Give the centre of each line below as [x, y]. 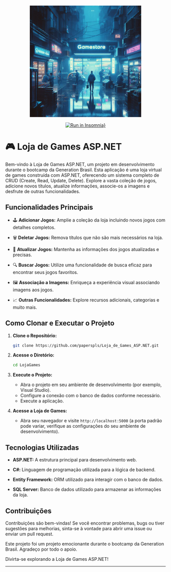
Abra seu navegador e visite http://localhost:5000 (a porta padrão [91, 421]
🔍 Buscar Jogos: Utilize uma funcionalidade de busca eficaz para [82, 265]
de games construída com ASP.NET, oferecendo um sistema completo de [82, 175]
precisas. [22, 255]
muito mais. [25, 307]
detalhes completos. [34, 227]
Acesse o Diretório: [33, 355]
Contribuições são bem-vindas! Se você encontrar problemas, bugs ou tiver [85, 523]
